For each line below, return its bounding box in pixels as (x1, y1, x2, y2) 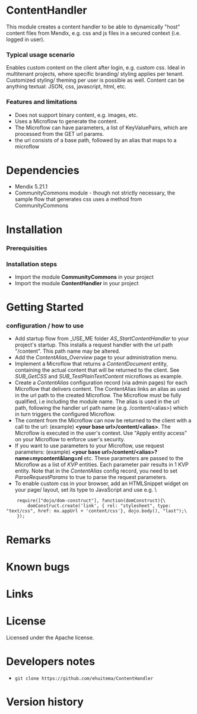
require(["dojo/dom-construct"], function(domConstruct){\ (17, 498, 166, 504)
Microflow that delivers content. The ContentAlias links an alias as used (14, 385, 190, 393)
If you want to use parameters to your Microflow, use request (14, 442, 164, 450)
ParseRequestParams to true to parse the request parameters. (14, 474, 168, 481)
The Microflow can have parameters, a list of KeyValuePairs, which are (14, 124, 188, 131)
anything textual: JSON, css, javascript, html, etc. (6, 83, 126, 90)
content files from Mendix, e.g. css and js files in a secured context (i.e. (6, 29, 181, 36)
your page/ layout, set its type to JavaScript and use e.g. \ (14, 486, 157, 493)
